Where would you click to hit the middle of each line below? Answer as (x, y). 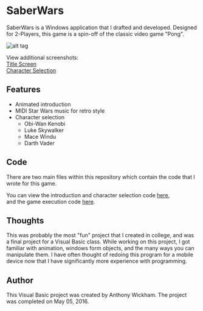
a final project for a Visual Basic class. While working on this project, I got (98, 242)
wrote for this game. (32, 183)
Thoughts (25, 221)
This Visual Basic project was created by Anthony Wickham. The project (97, 295)
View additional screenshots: (43, 57)
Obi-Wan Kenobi (45, 124)
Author (20, 280)
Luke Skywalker (44, 130)
